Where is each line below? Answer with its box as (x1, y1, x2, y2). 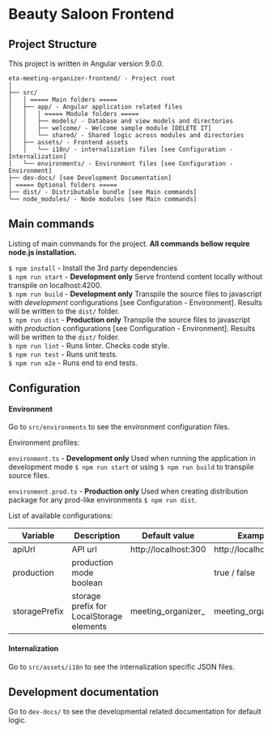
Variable (21, 530, 55, 541)
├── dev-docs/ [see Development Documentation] (8, 174, 172, 182)
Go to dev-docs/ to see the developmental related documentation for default (8, 707, 261, 717)
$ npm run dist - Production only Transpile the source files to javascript (8, 314, 251, 325)
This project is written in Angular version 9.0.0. (8, 58, 164, 68)
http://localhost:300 (130, 544, 206, 555)
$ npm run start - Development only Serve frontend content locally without (8, 271, 263, 281)
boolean (71, 577, 103, 589)
